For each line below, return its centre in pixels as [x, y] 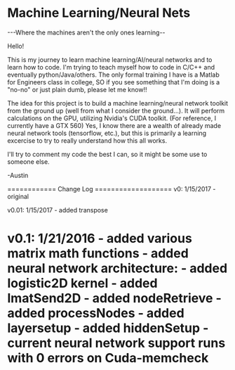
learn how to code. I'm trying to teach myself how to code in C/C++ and [111, 67]
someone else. [29, 161]
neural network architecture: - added [117, 268]
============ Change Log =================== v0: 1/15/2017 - [112, 189]
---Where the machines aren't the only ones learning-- [87, 32]
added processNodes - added [96, 313]
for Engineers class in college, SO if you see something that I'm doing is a [114, 82]
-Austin [18, 175]
